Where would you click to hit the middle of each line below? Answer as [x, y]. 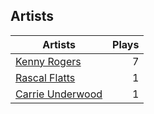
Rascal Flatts [45, 77]
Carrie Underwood [59, 94]
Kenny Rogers [48, 61]
